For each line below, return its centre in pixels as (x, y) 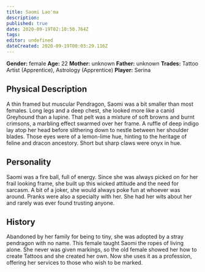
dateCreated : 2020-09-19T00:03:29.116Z (57, 46)
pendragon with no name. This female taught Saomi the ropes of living (95, 243)
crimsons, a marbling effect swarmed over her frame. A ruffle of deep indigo (102, 123)
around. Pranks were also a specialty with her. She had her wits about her (99, 196)
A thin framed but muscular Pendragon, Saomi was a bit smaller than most (100, 104)
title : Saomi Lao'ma (33, 12)
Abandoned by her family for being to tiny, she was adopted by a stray (95, 237)
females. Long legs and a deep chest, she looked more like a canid (90, 110)
